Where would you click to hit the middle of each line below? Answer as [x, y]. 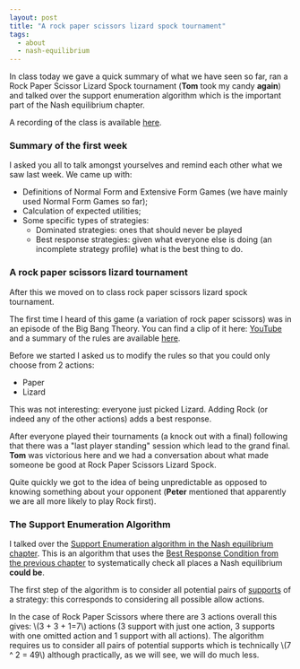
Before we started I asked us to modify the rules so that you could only [140, 355]
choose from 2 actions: [52, 365]
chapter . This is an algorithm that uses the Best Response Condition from [144, 553]
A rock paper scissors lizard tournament [99, 273]
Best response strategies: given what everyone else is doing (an [154, 239]
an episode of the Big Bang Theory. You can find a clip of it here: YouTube [146, 328]
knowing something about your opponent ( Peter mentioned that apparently [148, 491]
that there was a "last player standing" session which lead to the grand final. [150, 446]
